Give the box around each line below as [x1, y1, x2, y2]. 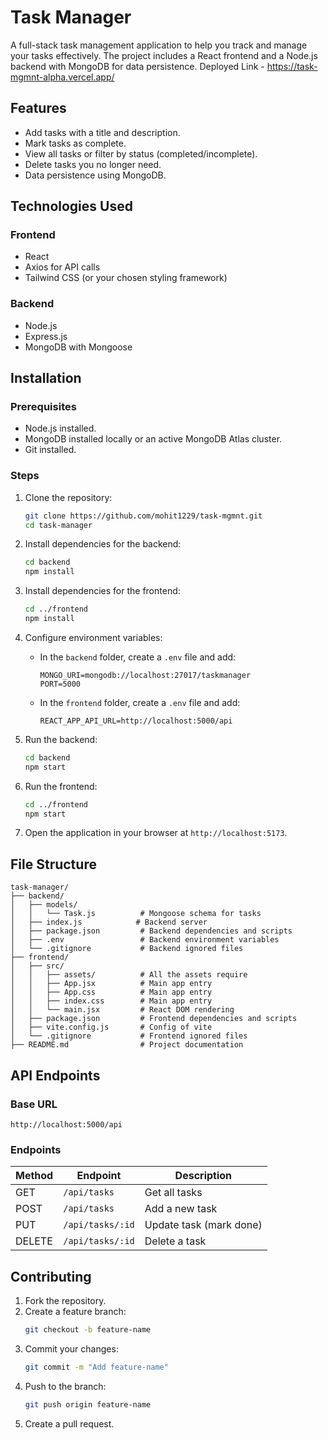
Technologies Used [10, 198, 133, 215]
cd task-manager [24, 520, 93, 530]
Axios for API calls [24, 261, 101, 273]
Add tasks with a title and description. [24, 126, 181, 138]
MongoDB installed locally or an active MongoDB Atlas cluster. [24, 433, 283, 445]
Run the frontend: [24, 780, 98, 792]
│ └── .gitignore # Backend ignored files [10, 944, 244, 954]
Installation [10, 370, 82, 387]
